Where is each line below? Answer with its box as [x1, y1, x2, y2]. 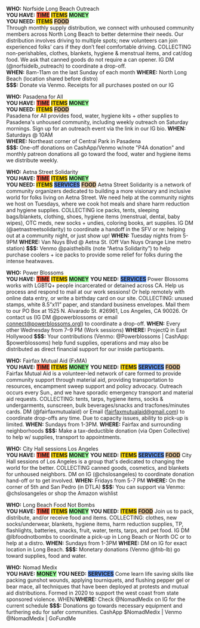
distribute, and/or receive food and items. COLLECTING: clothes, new [6, 514, 177, 521]
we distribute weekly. [6, 157, 59, 164]
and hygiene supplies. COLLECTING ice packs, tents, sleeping [6, 207, 159, 213]
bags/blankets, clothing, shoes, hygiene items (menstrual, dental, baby [6, 213, 180, 220]
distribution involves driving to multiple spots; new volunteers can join [6, 37, 178, 44]
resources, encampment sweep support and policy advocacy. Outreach [6, 383, 183, 390]
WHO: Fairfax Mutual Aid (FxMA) [6, 357, 88, 364]
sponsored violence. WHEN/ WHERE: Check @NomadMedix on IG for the [6, 596, 186, 603]
